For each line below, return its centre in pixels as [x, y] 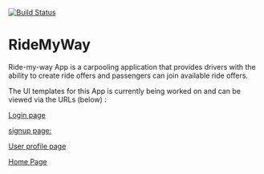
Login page [27, 115]
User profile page [37, 146]
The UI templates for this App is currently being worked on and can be [124, 91]
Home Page [28, 161]
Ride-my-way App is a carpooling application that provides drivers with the [132, 67]
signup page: [30, 130]
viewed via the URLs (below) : [57, 99]
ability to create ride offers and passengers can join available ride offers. [128, 75]
